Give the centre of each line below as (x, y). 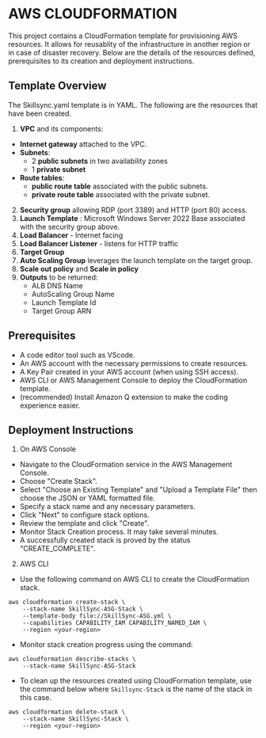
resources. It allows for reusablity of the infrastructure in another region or (129, 44)
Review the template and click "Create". (84, 523)
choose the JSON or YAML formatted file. (87, 498)
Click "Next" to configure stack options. (84, 515)
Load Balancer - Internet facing (71, 235)
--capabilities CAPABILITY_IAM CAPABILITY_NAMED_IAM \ (115, 623)
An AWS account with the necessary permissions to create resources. (134, 363)
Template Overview (57, 86)
